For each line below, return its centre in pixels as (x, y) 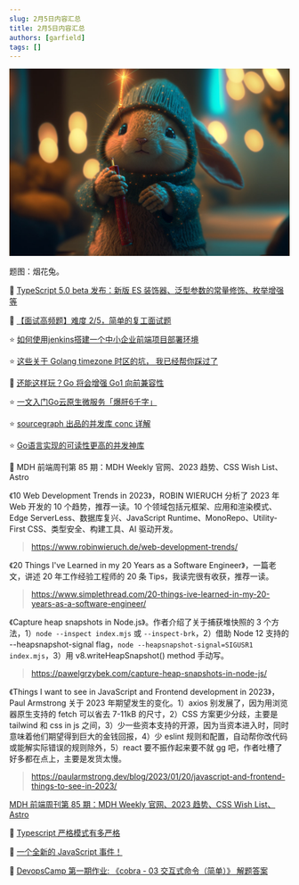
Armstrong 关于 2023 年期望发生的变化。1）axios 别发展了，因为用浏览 (158, 703)
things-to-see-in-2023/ (74, 786)
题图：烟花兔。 (36, 271)
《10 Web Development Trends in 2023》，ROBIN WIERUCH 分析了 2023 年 (145, 495)
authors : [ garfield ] (48, 37)
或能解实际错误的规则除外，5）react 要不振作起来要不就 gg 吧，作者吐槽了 (146, 747)
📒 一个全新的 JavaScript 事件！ (66, 851)
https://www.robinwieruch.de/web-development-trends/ (134, 546)
